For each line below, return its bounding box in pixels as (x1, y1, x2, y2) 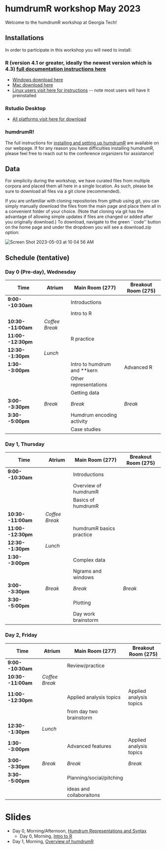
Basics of (73, 497, 95, 504)
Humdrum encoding (71, 412, 117, 419)
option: (5, 229, 20, 235)
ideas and (67, 785, 90, 792)
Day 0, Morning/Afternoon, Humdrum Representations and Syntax (12, 828, 147, 834)
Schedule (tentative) (5, 253, 70, 262)
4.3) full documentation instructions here (5, 65, 106, 72)
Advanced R (124, 364, 153, 371)
